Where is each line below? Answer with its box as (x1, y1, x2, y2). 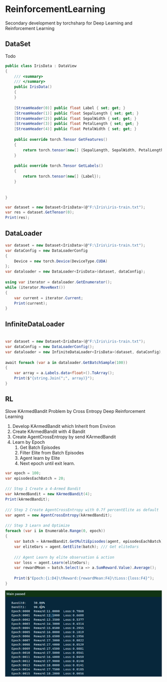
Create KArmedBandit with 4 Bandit (12, 428, 85, 434)
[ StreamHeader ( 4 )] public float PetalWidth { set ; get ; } (14, 126, 137, 132)
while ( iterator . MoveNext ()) (5, 285, 66, 290)
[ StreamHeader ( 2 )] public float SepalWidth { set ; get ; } (14, 116, 137, 121)
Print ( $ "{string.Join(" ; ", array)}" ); (14, 376, 94, 381)
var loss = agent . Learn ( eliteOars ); (14, 560, 90, 565)
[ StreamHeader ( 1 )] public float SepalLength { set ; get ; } (14, 111, 139, 116)
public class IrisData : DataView (5, 63, 77, 68)
